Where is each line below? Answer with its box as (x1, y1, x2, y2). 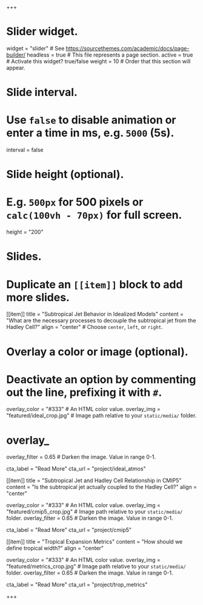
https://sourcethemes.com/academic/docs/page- (65, 44, 190, 52)
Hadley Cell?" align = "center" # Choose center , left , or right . (6, 323, 164, 331)
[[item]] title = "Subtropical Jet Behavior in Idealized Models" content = (6, 311, 184, 318)
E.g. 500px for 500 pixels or (6, 195, 144, 209)
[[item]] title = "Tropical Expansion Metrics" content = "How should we (6, 538, 183, 545)
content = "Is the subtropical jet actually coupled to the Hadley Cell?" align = (6, 483, 198, 491)
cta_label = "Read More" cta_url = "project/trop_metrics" (6, 581, 148, 589)
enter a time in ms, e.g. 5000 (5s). (6, 126, 175, 140)
